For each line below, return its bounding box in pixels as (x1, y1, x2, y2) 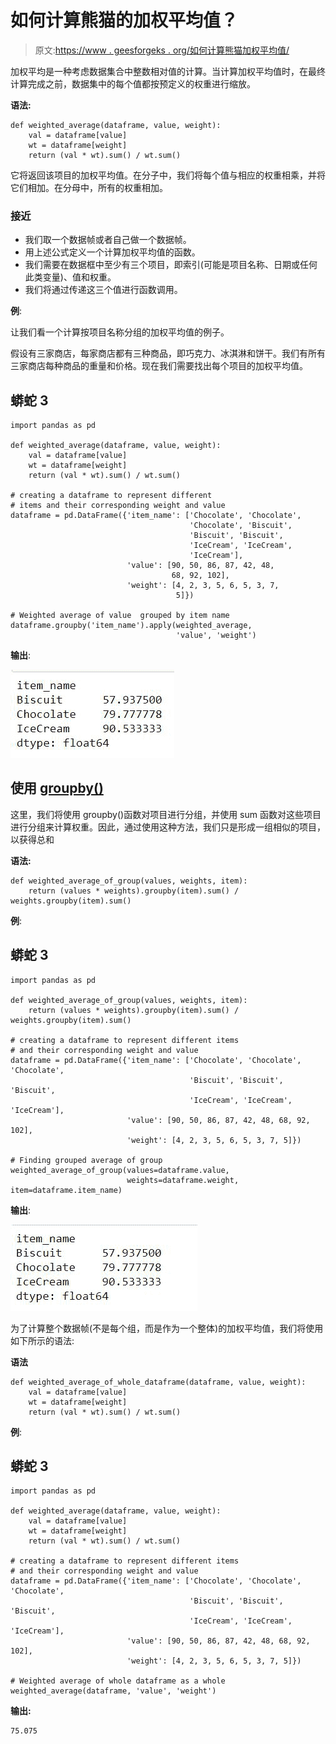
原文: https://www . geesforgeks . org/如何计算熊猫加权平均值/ (34, 44, 290, 56)
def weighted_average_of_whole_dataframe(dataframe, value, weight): (10, 1377, 307, 1387)
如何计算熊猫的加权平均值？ (10, 9, 239, 32)
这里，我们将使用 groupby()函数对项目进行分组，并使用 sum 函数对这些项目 (10, 808, 322, 820)
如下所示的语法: (10, 1334, 75, 1346)
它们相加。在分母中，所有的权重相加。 (10, 181, 168, 193)
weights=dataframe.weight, (126, 1175, 240, 1185)
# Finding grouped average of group (10, 1155, 163, 1165)
